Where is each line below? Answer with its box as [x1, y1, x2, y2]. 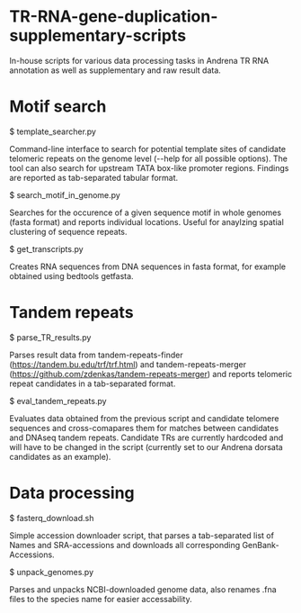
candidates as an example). [9, 451, 111, 462]
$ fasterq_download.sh [9, 512, 94, 523]
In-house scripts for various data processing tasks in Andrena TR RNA [9, 55, 270, 66]
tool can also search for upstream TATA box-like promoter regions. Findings [9, 162, 289, 173]
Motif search [9, 96, 107, 117]
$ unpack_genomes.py [9, 566, 94, 577]
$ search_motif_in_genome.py [9, 189, 121, 200]
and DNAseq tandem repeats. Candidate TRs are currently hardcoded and [9, 432, 284, 443]
